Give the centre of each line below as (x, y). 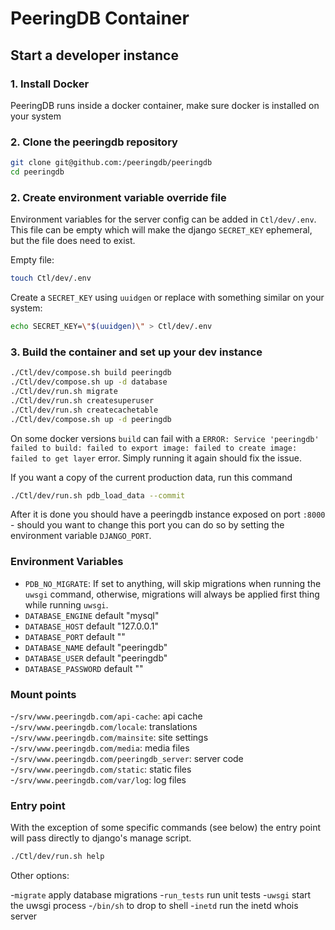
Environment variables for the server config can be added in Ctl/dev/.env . (163, 219)
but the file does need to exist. (73, 241)
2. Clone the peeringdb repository (94, 142)
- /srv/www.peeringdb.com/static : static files (101, 769)
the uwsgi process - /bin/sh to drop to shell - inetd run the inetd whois (154, 906)
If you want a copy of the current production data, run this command (151, 477)
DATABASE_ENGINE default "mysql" (92, 615)
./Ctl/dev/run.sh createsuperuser (82, 400)
